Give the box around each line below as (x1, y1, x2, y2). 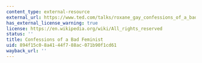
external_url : (6, 14, 42, 20)
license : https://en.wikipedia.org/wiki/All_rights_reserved (6, 25, 163, 32)
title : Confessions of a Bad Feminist (6, 37, 103, 43)
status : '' (6, 31, 34, 37)
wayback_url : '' (6, 48, 47, 54)
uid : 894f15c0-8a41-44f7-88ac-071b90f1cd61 (6, 43, 117, 49)
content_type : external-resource (6, 8, 90, 15)
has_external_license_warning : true (6, 20, 98, 26)
